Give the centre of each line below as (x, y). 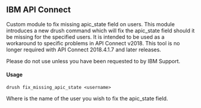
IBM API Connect (38, 10)
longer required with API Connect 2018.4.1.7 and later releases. (84, 50)
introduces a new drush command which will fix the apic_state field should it (100, 30)
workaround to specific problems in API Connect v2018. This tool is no (93, 43)
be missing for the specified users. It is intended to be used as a (85, 37)
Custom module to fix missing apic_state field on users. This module (91, 24)
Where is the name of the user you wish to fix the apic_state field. (87, 98)
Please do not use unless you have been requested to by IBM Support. (93, 61)
